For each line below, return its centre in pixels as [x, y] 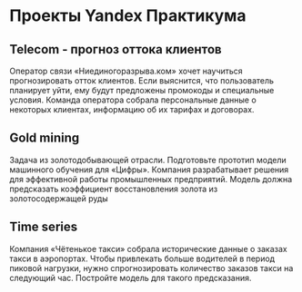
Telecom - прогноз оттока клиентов [116, 49]
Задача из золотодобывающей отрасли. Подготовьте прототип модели [148, 160]
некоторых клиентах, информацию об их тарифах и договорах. [132, 109]
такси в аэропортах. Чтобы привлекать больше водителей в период [142, 258]
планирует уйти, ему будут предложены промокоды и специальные [142, 90]
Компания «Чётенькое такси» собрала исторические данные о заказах [149, 248]
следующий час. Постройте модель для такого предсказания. [131, 277]
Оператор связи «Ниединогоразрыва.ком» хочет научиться [126, 71]
